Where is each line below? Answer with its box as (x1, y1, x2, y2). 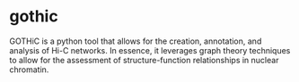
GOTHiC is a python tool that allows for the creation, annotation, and (9, 36, 262, 46)
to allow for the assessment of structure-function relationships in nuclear (9, 54, 279, 65)
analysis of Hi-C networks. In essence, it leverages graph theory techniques (9, 45, 291, 55)
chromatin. (9, 64, 49, 75)
